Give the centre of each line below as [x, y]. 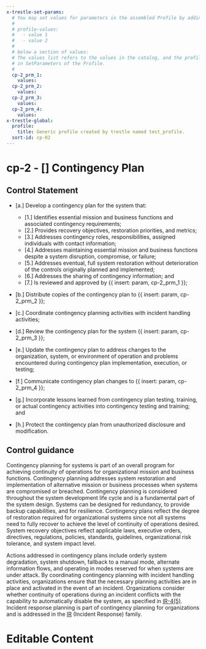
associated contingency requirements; [73, 223]
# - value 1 [30, 35]
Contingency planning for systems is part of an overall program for [90, 465]
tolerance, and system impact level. [51, 543]
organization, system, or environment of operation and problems [97, 356]
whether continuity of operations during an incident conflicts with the [94, 594]
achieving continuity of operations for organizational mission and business [100, 472]
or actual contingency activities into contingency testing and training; [102, 406]
